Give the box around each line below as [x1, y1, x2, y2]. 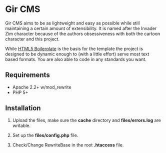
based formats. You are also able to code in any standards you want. [5, 56, 146, 62]
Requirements [5, 71, 50, 79]
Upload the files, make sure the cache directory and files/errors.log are [12, 117, 161, 123]
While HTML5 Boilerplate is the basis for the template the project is [5, 45, 143, 51]
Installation [5, 104, 41, 112]
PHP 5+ [12, 89, 28, 95]
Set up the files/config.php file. [12, 132, 78, 138]
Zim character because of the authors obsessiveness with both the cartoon [5, 30, 160, 36]
